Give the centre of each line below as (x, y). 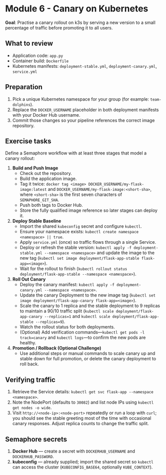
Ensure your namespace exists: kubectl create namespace (79, 232)
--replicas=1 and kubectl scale (77, 317)
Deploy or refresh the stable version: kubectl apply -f (76, 248)
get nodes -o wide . (32, 408)
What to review (29, 44)
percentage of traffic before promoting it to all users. (59, 27)
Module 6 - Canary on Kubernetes (77, 9)
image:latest (33, 190)
